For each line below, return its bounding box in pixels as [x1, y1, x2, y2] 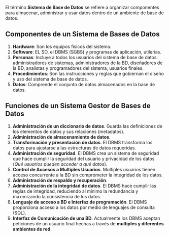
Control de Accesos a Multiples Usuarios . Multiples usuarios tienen [12, 166, 156, 172]
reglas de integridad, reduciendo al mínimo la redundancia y [12, 188, 139, 194]
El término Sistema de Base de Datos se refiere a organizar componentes [5, 5, 159, 10]
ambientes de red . [12, 226, 52, 232]
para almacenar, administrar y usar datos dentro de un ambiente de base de [5, 10, 164, 16]
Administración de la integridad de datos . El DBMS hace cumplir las [12, 182, 156, 189]
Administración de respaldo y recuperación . [12, 177, 108, 183]
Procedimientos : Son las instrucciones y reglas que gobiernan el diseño [12, 70, 164, 76]
